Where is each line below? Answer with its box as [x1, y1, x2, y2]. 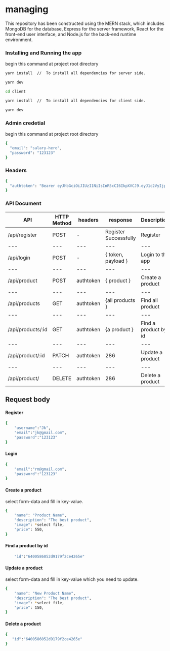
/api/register [8, 231, 37, 238]
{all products [105, 296, 136, 303]
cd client [5, 89, 26, 94]
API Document [5, 200, 41, 207]
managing [5, 4, 49, 15]
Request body [5, 395, 51, 404]
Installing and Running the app [5, 49, 82, 56]
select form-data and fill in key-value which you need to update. [5, 576, 139, 582]
